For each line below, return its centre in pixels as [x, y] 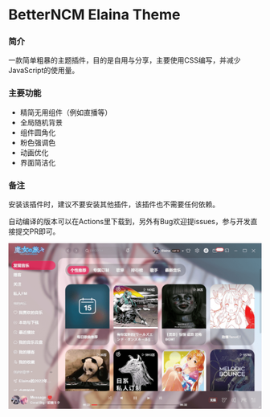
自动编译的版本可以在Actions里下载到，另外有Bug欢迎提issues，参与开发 [129, 222]
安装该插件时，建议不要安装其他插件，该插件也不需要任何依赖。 [114, 204]
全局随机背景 [41, 122]
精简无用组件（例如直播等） [66, 112]
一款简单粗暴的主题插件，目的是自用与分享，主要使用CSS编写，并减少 [125, 60]
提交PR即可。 [37, 231]
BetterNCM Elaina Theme [94, 15]
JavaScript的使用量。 [44, 71]
